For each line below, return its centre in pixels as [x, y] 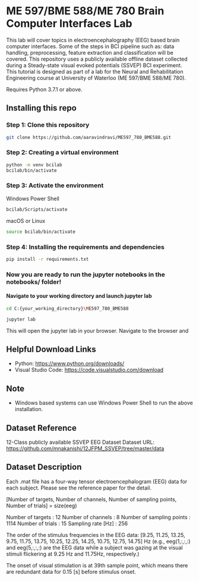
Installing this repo [42, 108]
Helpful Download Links [51, 350]
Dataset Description [44, 467]
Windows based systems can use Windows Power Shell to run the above [104, 403]
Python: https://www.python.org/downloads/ [70, 364]
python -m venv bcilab [34, 165]
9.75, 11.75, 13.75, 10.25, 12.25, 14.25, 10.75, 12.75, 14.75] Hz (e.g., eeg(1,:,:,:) [98, 541]
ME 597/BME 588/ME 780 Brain [85, 11]
